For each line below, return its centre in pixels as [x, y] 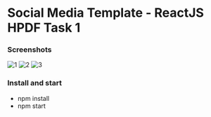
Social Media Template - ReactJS [105, 13]
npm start [31, 106]
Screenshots [30, 50]
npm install [33, 98]
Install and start [34, 83]
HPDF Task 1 [44, 28]
